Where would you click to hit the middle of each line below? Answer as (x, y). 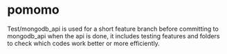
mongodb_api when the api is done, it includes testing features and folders (113, 36)
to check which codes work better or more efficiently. (84, 43)
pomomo (34, 10)
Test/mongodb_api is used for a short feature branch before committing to (113, 29)
